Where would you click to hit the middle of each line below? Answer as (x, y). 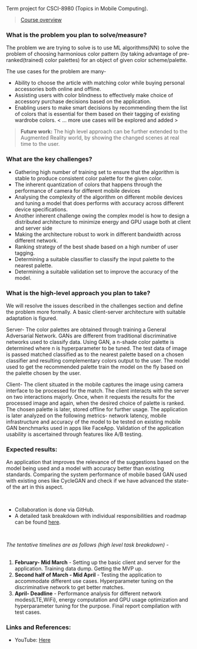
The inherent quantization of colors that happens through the (88, 185)
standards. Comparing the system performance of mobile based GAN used (97, 474)
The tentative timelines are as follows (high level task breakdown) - (87, 545)
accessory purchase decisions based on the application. (83, 101)
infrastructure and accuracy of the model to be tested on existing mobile (94, 422)
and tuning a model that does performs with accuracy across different (99, 203)
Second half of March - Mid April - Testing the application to (88, 575)
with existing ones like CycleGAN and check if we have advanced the (89, 481)
